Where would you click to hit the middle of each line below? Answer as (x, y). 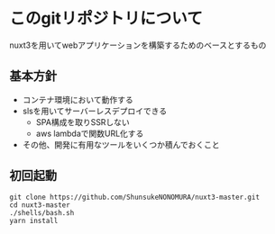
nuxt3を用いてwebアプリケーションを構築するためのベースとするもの (138, 45)
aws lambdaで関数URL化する (90, 133)
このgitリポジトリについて (106, 18)
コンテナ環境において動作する (78, 99)
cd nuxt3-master (40, 205)
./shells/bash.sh (42, 212)
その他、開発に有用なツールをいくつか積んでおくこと (121, 144)
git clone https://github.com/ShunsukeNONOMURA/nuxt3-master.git (134, 197)
